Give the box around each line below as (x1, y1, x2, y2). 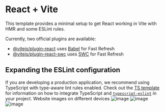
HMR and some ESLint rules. (5, 25, 65, 32)
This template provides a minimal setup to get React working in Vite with (5, 20, 157, 26)
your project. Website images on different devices (5, 95, 110, 101)
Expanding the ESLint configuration (5, 66, 121, 74)
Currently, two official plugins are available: (5, 36, 96, 42)
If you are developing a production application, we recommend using (5, 79, 150, 85)
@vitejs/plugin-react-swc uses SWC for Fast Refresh (12, 51, 124, 57)
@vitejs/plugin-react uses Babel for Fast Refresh (12, 45, 115, 51)
